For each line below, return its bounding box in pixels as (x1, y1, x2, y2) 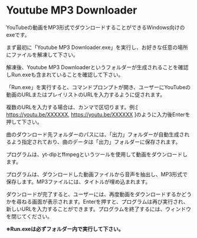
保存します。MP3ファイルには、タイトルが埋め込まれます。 (6, 178, 151, 185)
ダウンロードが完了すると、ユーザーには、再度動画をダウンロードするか (6, 190, 182, 198)
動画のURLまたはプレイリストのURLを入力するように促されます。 (6, 91, 166, 98)
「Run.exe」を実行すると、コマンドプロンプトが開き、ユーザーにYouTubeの (6, 83, 191, 90)
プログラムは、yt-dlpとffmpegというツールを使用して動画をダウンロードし (6, 151, 188, 158)
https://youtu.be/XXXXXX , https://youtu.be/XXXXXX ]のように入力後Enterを (6, 110, 191, 118)
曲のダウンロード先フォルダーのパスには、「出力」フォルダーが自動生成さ (6, 131, 185, 138)
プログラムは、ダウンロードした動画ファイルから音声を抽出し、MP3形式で (6, 171, 188, 178)
